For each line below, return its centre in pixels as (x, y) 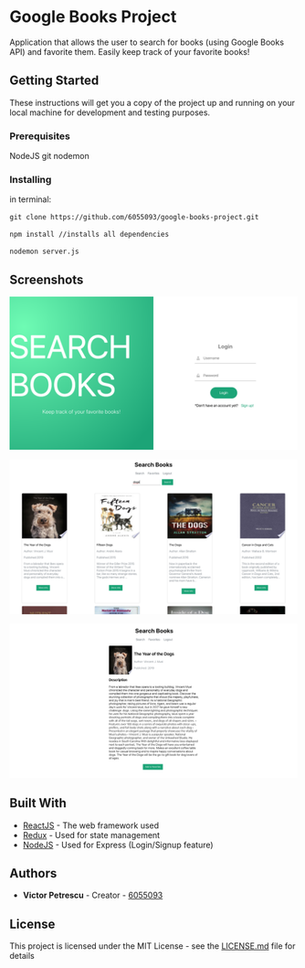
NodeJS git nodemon (49, 156)
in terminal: (31, 199)
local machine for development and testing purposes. (110, 112)
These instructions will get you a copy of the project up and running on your (152, 102)
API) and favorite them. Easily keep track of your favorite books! (130, 51)
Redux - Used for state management (91, 835)
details (22, 956)
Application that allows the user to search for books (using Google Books (147, 42)
